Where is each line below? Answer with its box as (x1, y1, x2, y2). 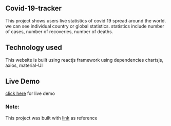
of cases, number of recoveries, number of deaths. (5, 28, 113, 35)
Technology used (5, 43, 63, 52)
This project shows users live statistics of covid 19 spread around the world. (5, 17, 166, 23)
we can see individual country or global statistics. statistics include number (5, 23, 164, 29)
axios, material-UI (5, 62, 43, 68)
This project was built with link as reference (5, 115, 98, 121)
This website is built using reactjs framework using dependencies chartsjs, (5, 57, 163, 63)
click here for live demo (5, 90, 55, 96)
